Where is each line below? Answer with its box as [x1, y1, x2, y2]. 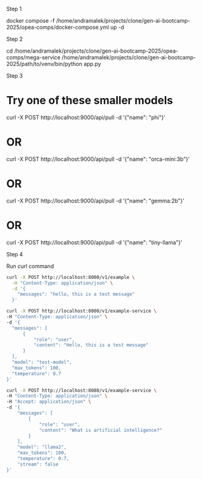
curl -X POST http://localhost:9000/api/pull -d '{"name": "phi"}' [6, 113, 166, 121]
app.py [83, 61, 101, 67]
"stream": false [17, 461, 59, 467]
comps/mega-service [6, 54, 61, 61]
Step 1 [6, 6, 22, 12]
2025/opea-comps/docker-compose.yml [6, 24, 109, 31]
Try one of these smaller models [6, 94, 173, 108]
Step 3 [6, 72, 23, 79]
